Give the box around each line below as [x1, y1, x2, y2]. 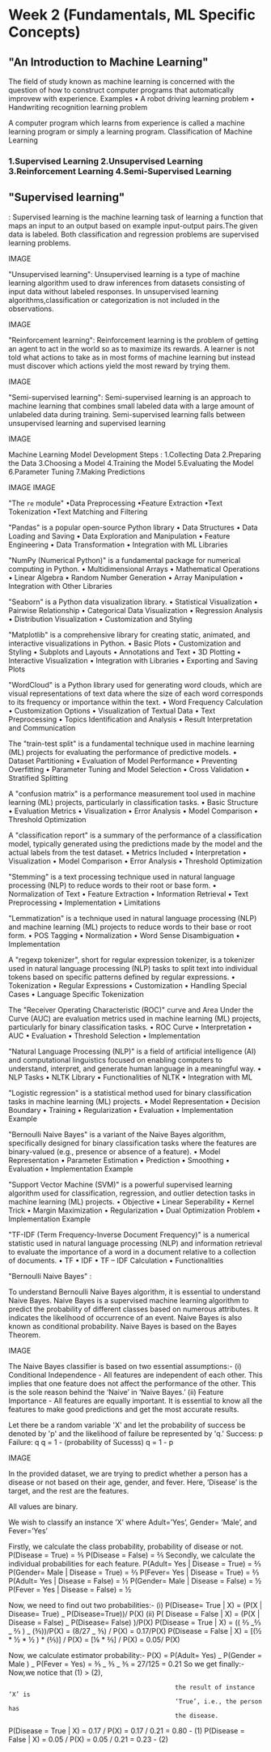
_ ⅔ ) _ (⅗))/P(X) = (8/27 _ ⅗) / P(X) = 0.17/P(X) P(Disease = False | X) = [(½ [8, 1626, 262, 1635]
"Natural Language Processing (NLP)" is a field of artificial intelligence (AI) [8, 1047, 256, 1056]
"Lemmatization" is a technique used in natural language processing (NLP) [8, 913, 257, 923]
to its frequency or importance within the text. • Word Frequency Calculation [8, 697, 264, 706]
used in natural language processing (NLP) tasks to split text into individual [8, 963, 258, 973]
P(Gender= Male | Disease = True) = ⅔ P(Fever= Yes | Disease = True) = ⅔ [8, 1567, 260, 1577]
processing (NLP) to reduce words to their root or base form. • [8, 880, 217, 890]
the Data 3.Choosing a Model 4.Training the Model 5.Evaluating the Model [8, 458, 254, 467]
